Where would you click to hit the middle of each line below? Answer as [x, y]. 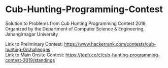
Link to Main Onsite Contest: [35, 55]
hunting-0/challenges [28, 49]
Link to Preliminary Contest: [34, 44]
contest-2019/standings [30, 60]
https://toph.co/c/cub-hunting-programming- [113, 55]
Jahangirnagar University [32, 34]
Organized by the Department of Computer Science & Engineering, [75, 28]
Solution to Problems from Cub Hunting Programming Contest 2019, [76, 23]
